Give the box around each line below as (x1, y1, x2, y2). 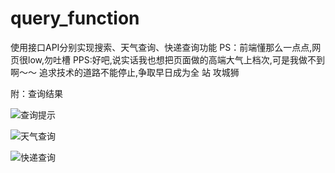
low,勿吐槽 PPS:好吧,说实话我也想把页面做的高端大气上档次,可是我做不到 (27, 53, 325, 66)
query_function (10, 7, 140, 30)
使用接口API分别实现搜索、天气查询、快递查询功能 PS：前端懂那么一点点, (10, 41, 313, 53)
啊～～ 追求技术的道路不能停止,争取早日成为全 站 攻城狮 (10, 66, 240, 78)
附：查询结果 (10, 87, 63, 99)
